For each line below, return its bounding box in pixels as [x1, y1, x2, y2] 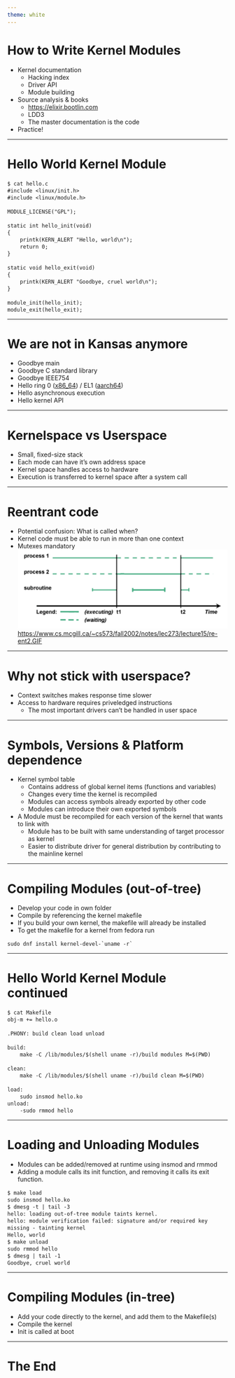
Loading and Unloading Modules [7, 1137, 199, 1153]
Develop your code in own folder [17, 904, 112, 912]
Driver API [27, 81, 57, 89]
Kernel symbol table [17, 775, 76, 784]
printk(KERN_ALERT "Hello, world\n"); [20, 236, 133, 243]
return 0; [20, 243, 49, 250]
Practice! [17, 125, 44, 133]
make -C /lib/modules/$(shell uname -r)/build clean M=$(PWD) [20, 1072, 205, 1080]
